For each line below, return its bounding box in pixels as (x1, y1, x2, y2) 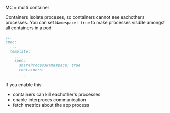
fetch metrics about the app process (12, 102, 89, 108)
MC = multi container (5, 5, 50, 10)
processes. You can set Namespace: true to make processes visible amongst (5, 20, 165, 25)
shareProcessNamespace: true (18, 63, 81, 68)
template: (10, 49, 31, 54)
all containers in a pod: (5, 25, 53, 31)
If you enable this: (5, 81, 43, 88)
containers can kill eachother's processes (12, 91, 101, 97)
